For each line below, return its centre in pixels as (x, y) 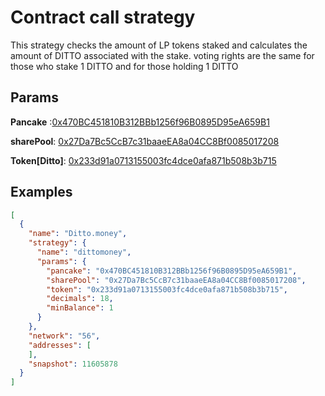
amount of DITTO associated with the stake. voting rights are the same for (162, 55)
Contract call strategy (103, 17)
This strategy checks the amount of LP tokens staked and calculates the (159, 45)
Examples (41, 192)
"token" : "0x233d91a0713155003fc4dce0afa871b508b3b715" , (167, 289)
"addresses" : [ (60, 345)
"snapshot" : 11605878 (73, 364)
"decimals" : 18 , (80, 299)
